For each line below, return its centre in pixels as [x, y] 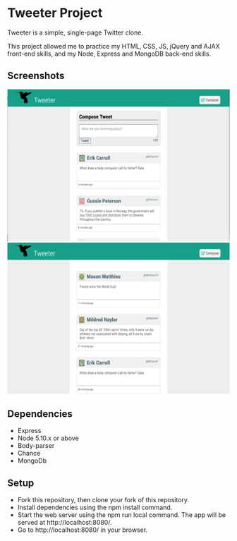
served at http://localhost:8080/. [65, 522]
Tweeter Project [55, 13]
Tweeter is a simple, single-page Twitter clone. [75, 32]
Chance [29, 454]
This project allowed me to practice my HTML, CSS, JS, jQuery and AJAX [114, 46]
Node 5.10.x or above [48, 438]
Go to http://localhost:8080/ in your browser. [83, 530]
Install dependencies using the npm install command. [95, 507]
